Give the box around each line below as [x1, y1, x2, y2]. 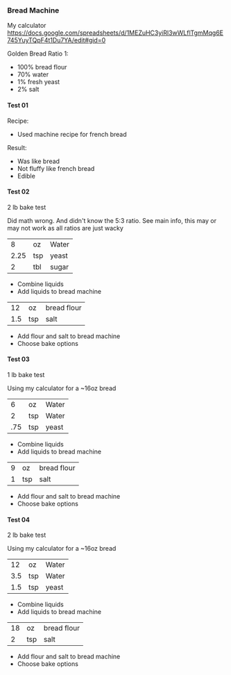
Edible [17, 172, 36, 180]
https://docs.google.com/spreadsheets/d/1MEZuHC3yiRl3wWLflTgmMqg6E [7, 28, 224, 37]
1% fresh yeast [17, 78, 60, 86]
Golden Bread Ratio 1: [7, 49, 69, 58]
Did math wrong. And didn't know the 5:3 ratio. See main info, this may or [7, 216, 217, 224]
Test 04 [7, 515, 30, 524]
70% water [17, 70, 49, 78]
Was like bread [17, 157, 60, 165]
